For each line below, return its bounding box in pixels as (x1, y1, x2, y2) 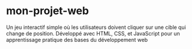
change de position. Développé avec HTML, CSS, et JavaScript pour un (6, 30, 180, 37)
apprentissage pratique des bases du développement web (6, 36, 148, 43)
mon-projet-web (6, 4, 89, 18)
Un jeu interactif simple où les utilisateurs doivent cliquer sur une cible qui (6, 24, 186, 31)
